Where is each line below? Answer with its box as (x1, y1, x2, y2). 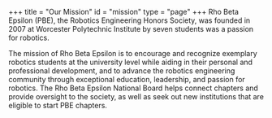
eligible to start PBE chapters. (8, 101, 108, 110)
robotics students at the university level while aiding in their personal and (8, 57, 253, 67)
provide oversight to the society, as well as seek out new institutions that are (8, 92, 264, 101)
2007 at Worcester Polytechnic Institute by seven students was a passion (8, 24, 254, 33)
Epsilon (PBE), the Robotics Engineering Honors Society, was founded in (8, 15, 251, 25)
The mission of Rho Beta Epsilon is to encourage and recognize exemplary (8, 49, 257, 58)
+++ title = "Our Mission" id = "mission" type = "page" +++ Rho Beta (8, 7, 240, 16)
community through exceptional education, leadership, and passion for (8, 75, 245, 84)
